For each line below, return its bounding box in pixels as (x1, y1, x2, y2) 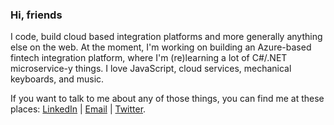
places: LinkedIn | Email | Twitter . (10, 103, 147, 115)
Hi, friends (10, 8, 63, 22)
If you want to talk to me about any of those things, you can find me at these (10, 93, 325, 105)
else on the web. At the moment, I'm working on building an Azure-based (10, 41, 312, 53)
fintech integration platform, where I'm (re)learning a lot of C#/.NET (10, 52, 288, 64)
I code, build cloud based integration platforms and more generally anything (10, 31, 323, 43)
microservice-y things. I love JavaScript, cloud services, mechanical (10, 63, 292, 75)
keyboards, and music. (10, 73, 105, 85)
